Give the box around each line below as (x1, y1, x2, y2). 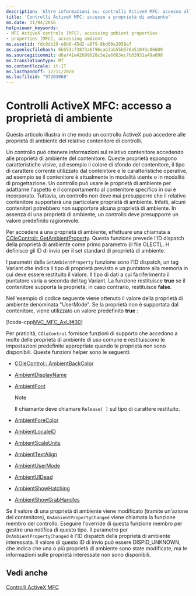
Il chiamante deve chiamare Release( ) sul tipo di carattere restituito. (14, 406, 180, 413)
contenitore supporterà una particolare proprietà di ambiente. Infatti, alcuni (6, 199, 185, 206)
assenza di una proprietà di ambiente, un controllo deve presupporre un (6, 211, 179, 218)
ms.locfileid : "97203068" (6, 74, 69, 80)
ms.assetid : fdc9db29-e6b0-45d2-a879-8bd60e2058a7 (6, 42, 132, 47)
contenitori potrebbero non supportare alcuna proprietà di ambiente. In (6, 205, 176, 212)
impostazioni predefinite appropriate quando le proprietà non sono (6, 342, 166, 349)
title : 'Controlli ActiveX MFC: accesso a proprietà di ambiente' (6, 14, 171, 20)
